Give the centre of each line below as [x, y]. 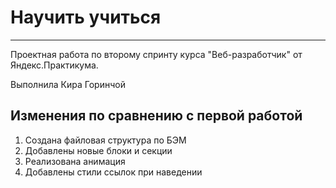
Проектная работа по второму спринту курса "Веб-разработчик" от [156, 54]
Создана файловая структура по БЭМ [105, 140]
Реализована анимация [75, 161]
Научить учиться [86, 17]
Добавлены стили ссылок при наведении [113, 172]
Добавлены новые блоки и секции [98, 150]
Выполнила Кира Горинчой [68, 84]
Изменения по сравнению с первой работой [156, 116]
